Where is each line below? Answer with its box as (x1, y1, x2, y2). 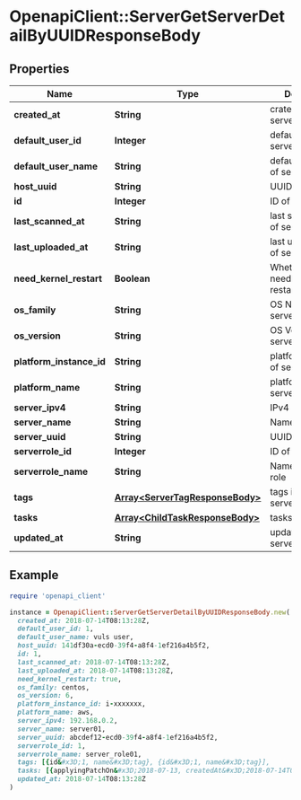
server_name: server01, (17, 725, 106, 734)
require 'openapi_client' (9, 591, 106, 601)
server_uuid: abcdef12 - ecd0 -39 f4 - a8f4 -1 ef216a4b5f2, (17, 733, 219, 742)
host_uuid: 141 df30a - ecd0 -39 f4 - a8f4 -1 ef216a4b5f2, (17, 641, 211, 650)
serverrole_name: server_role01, (17, 750, 142, 759)
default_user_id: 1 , (17, 624, 94, 634)
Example (9, 567, 59, 583)
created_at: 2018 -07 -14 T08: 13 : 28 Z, (17, 616, 150, 625)
